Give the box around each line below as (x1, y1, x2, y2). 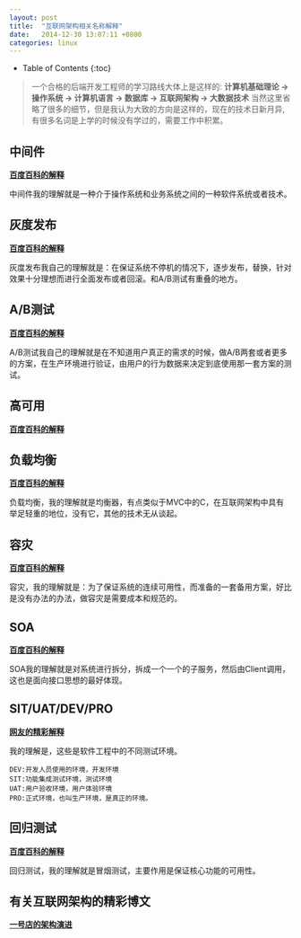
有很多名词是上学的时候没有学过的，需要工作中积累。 (30, 115, 228, 126)
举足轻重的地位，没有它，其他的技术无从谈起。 (9, 509, 182, 519)
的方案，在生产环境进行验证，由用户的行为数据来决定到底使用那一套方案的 (9, 358, 284, 368)
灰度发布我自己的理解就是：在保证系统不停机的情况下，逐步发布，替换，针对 (9, 261, 292, 272)
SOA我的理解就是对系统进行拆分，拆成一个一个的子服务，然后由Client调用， (9, 663, 290, 674)
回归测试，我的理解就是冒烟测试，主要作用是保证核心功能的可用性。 (9, 864, 261, 876)
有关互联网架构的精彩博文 (9, 893, 150, 908)
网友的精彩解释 (9, 726, 64, 737)
